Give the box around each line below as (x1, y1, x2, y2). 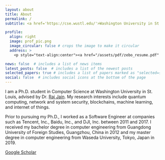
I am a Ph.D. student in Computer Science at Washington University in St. (5, 89, 153, 94)
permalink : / (5, 16, 32, 21)
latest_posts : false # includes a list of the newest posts (5, 66, 133, 71)
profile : (5, 30, 23, 35)
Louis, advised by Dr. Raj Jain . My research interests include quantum (5, 94, 146, 100)
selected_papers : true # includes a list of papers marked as (5, 71, 135, 76)
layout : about (5, 7, 34, 12)
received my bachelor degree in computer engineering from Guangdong (5, 124, 151, 130)
